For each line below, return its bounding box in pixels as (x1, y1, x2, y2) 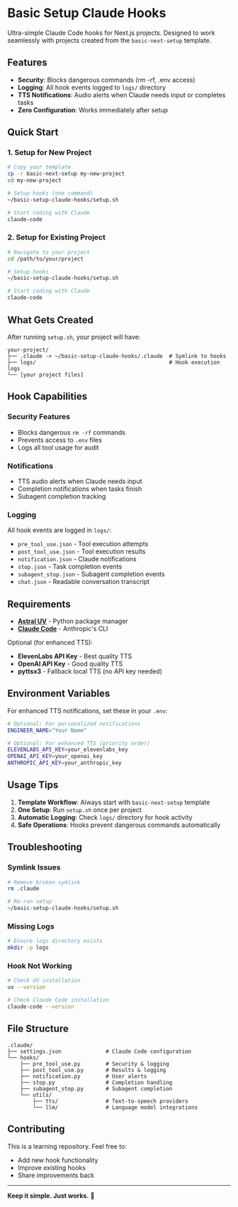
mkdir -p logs (7, 944, 50, 951)
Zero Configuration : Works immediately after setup (17, 105, 169, 114)
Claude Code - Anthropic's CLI (17, 624, 108, 633)
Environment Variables (7, 688, 110, 700)
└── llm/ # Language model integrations (33, 1103, 198, 1111)
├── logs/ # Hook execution (7, 359, 220, 366)
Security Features (7, 412, 71, 422)
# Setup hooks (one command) (7, 190, 93, 197)
